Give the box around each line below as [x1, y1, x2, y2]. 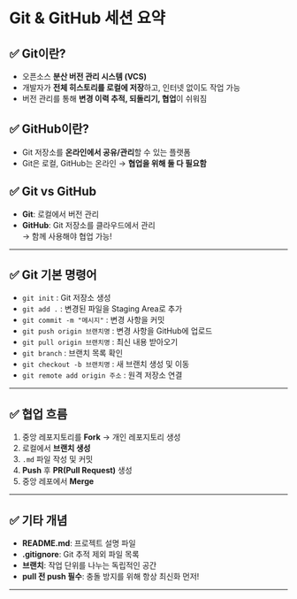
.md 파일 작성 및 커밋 [21, 454, 94, 465]
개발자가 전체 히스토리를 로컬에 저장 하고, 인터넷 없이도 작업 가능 [21, 82, 241, 93]
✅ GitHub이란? [9, 121, 90, 137]
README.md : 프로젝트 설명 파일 [21, 538, 136, 549]
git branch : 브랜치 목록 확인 [21, 348, 124, 358]
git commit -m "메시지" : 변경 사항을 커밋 [21, 315, 165, 326]
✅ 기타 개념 [9, 512, 68, 527]
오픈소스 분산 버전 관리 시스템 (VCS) [21, 72, 148, 81]
